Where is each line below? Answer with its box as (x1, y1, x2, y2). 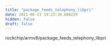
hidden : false (5, 16, 35, 21)
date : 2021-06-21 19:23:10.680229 (5, 12, 78, 17)
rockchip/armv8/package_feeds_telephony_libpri (5, 35, 106, 41)
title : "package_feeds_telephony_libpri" (5, 7, 94, 12)
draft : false (5, 21, 33, 26)
